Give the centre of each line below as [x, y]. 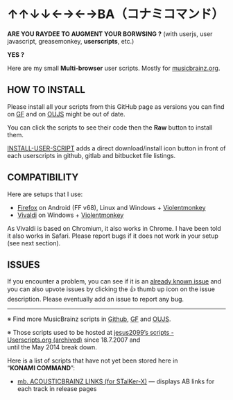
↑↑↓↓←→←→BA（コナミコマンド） [115, 14]
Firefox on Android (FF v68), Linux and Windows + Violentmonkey [111, 207]
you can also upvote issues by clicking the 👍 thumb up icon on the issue [111, 289]
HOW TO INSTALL [46, 90]
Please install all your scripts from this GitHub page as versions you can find [116, 106]
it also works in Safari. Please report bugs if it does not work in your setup [113, 236]
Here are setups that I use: [45, 194]
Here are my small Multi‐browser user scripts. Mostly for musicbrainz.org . [114, 68]
